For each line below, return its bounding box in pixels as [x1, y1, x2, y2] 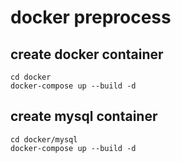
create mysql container [10, 108, 158, 125]
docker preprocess [10, 6, 172, 29]
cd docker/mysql [10, 134, 78, 145]
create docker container [10, 46, 164, 63]
